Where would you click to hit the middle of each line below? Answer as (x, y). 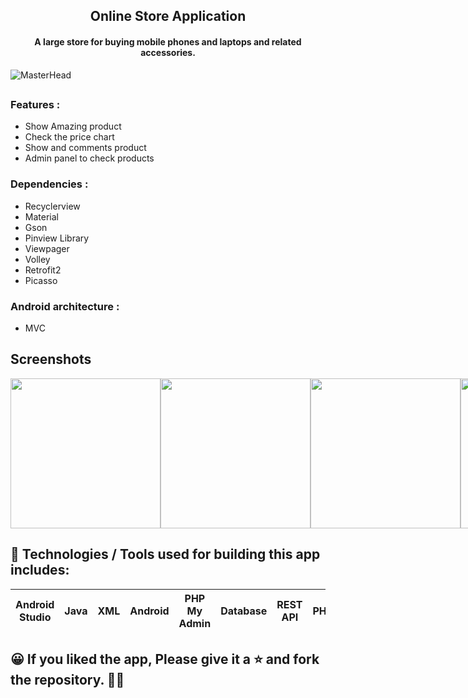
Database (244, 611)
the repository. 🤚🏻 (67, 679)
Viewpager (47, 248)
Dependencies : (49, 184)
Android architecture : (65, 306)
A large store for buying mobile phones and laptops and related (168, 41)
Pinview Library (57, 238)
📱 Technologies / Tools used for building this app (165, 554)
